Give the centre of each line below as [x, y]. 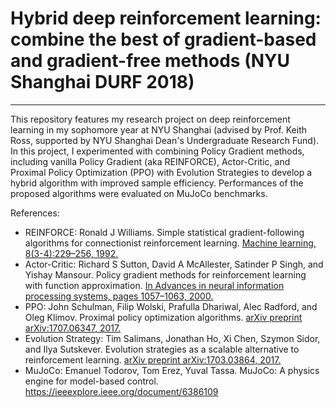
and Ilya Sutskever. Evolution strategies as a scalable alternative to [162, 349]
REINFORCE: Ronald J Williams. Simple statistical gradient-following [164, 232]
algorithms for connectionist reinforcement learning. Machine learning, [170, 243]
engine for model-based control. [91, 381]
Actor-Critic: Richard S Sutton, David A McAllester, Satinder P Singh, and [174, 264]
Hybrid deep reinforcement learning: [166, 18]
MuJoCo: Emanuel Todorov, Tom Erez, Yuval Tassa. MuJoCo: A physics [172, 370]
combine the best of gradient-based [163, 39]
